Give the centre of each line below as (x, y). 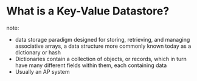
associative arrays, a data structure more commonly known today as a (103, 46)
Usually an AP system (42, 71)
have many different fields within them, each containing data (91, 65)
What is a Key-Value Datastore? (88, 11)
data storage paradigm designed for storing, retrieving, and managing (102, 39)
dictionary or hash (38, 52)
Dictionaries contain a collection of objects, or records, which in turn (101, 59)
